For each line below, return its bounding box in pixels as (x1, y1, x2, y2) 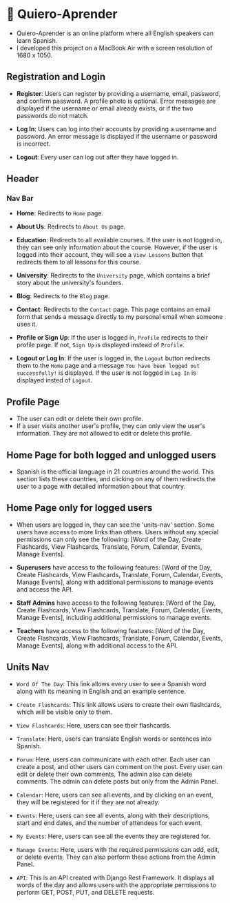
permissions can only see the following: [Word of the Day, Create (16, 535, 201, 543)
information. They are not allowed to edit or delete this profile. (16, 429, 192, 438)
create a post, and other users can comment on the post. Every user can (16, 762, 223, 770)
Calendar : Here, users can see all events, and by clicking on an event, (16, 790, 213, 799)
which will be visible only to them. (16, 708, 113, 716)
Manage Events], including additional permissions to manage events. (16, 613, 212, 621)
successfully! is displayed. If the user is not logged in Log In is (16, 369, 197, 377)
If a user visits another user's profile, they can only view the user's (16, 422, 206, 430)
